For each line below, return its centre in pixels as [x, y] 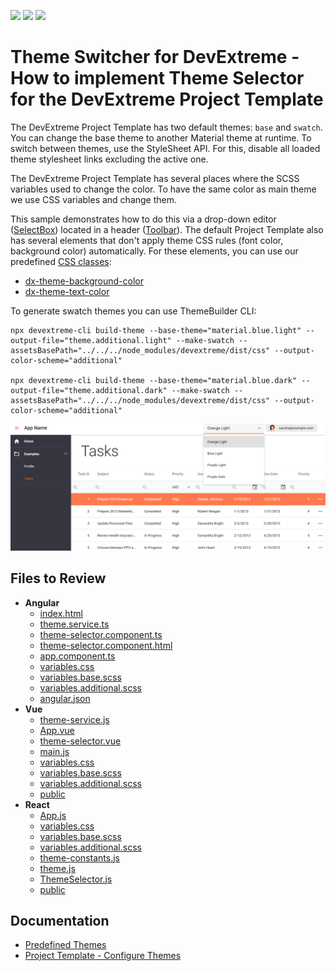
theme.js [57, 868]
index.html [61, 613]
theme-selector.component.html [106, 645]
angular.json [65, 698]
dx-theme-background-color [84, 281]
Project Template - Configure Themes [103, 956]
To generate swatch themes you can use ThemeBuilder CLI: [133, 311]
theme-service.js [74, 719]
